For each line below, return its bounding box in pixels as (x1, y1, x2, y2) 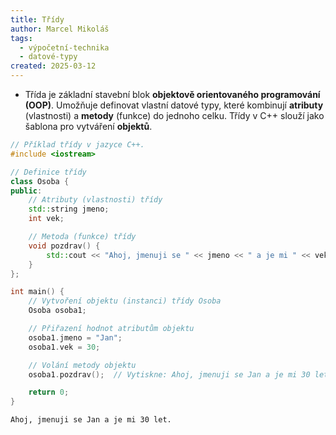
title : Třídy (10, 14, 65, 25)
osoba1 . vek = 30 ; (28, 342, 101, 352)
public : (10, 186, 43, 196)
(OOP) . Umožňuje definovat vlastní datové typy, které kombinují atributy (24, 99, 324, 111)
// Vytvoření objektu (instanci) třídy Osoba (28, 296, 222, 306)
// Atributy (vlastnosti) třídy (28, 195, 163, 205)
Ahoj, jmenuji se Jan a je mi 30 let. (10, 415, 172, 425)
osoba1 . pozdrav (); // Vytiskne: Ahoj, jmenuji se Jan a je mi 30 (28, 369, 311, 380)
